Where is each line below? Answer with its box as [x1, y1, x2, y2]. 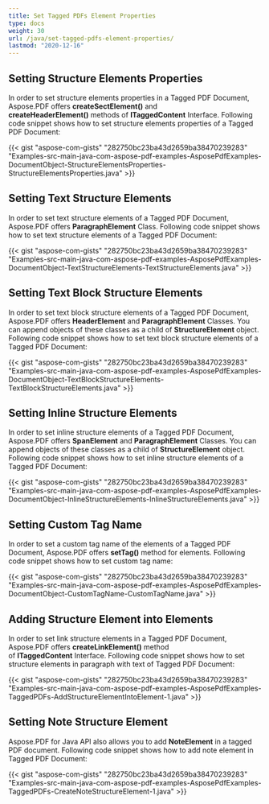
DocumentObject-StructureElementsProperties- [8, 159, 166, 169]
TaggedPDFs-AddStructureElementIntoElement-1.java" [8, 692, 189, 701]
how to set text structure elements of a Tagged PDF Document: [8, 230, 218, 240]
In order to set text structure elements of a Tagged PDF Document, [8, 212, 229, 222]
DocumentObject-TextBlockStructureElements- [8, 374, 165, 384]
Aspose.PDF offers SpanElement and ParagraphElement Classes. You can [8, 436, 257, 446]
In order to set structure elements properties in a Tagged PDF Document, [8, 93, 251, 102]
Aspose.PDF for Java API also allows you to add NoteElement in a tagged [8, 736, 253, 746]
